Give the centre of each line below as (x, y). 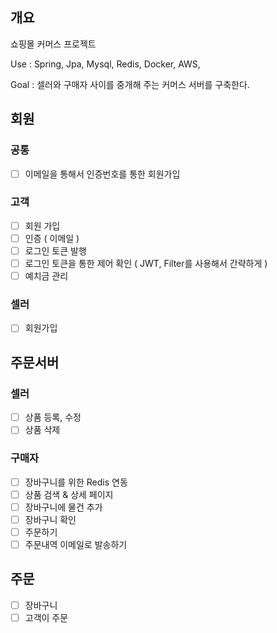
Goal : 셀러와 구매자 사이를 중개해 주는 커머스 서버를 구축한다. (130, 84)
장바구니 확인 (50, 519)
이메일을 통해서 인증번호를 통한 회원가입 (102, 174)
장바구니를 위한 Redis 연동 (76, 482)
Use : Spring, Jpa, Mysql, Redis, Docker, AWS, (105, 64)
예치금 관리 (46, 276)
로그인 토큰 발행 (55, 250)
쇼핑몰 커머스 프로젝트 (53, 44)
